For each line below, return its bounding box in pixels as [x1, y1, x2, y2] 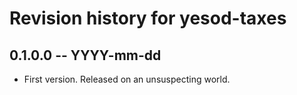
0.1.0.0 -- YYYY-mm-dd [9, 47, 162, 64]
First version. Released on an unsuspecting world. [23, 73, 231, 85]
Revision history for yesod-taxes [9, 7, 287, 30]
